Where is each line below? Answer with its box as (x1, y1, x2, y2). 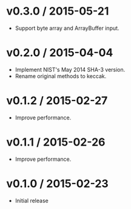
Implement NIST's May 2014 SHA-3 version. (15, 66, 126, 73)
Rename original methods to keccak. (15, 72, 107, 80)
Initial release (15, 197, 49, 204)
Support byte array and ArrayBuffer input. (15, 24, 119, 32)
